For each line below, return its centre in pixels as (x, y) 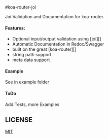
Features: (15, 28)
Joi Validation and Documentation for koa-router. (55, 17)
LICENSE (19, 120)
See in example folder (27, 82)
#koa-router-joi (20, 7)
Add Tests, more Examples (32, 104)
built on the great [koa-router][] (44, 49)
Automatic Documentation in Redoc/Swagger (58, 44)
